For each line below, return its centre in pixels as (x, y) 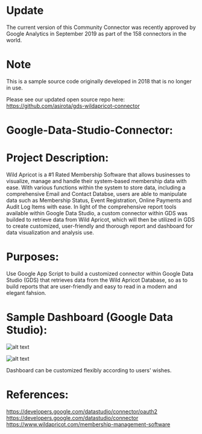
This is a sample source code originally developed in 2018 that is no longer (99, 81)
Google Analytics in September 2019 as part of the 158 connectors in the (96, 33)
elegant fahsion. (26, 293)
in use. (14, 88)
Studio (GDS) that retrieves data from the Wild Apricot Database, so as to (97, 280)
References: (37, 395)
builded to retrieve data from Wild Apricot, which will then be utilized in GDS (100, 219)
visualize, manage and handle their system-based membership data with (96, 181)
